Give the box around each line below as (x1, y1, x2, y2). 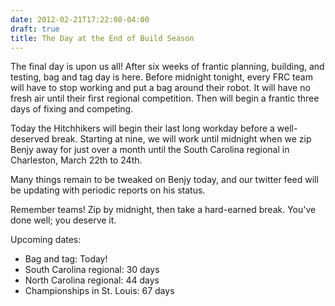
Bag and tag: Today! (24, 253, 108, 265)
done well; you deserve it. (10, 214, 117, 226)
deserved (10, 133, 50, 145)
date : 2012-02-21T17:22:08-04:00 (10, 14, 150, 25)
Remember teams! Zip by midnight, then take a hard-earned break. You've (10, 204, 317, 216)
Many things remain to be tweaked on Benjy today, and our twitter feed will (10, 174, 319, 186)
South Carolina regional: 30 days (24, 264, 160, 276)
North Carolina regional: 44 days (24, 274, 160, 286)
